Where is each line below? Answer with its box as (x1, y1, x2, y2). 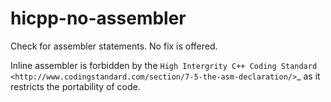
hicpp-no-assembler (10, 7, 187, 30)
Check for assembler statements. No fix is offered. (10, 40, 218, 52)
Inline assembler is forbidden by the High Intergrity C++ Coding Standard (10, 59, 318, 71)
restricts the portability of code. (10, 80, 141, 92)
